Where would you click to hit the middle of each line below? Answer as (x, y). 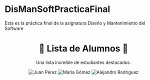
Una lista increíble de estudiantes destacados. (83, 62)
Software (14, 28)
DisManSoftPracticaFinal (57, 9)
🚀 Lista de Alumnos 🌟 (83, 49)
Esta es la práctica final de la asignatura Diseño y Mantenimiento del (75, 23)
